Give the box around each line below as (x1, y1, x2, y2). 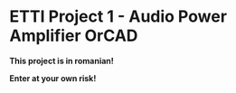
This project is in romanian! (9, 55, 115, 66)
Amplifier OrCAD (9, 25, 138, 46)
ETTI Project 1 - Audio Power (9, 6, 228, 27)
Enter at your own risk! (9, 72, 97, 83)
